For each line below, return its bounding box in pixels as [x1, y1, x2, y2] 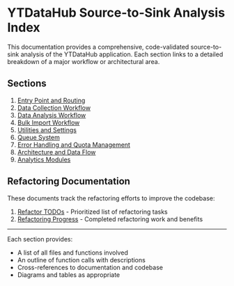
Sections [7, 78, 47, 90]
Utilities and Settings [17, 125, 77, 134]
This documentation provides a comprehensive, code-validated [7, 42, 189, 51]
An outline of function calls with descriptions [17, 255, 146, 264]
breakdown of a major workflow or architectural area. [7, 57, 160, 65]
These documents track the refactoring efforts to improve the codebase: [7, 193, 215, 202]
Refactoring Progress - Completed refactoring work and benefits [17, 214, 203, 223]
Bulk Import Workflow [17, 118, 80, 127]
